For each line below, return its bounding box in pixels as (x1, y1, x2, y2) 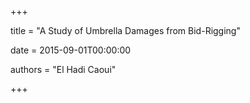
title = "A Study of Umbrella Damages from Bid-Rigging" (10, 25, 241, 36)
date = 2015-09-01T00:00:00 (10, 44, 132, 56)
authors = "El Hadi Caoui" (10, 64, 117, 75)
